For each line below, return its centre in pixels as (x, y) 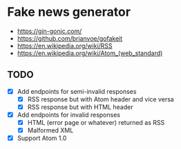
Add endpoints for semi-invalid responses (77, 91)
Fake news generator (69, 12)
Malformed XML (50, 130)
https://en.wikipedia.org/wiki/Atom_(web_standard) (90, 53)
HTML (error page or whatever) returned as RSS (96, 122)
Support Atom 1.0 (42, 138)
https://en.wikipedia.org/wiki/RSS (65, 46)
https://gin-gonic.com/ (49, 31)
